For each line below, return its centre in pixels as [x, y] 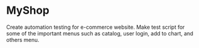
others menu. [23, 40]
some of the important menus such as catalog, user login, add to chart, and [100, 33]
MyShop [28, 10]
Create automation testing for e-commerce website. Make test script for [96, 27]
